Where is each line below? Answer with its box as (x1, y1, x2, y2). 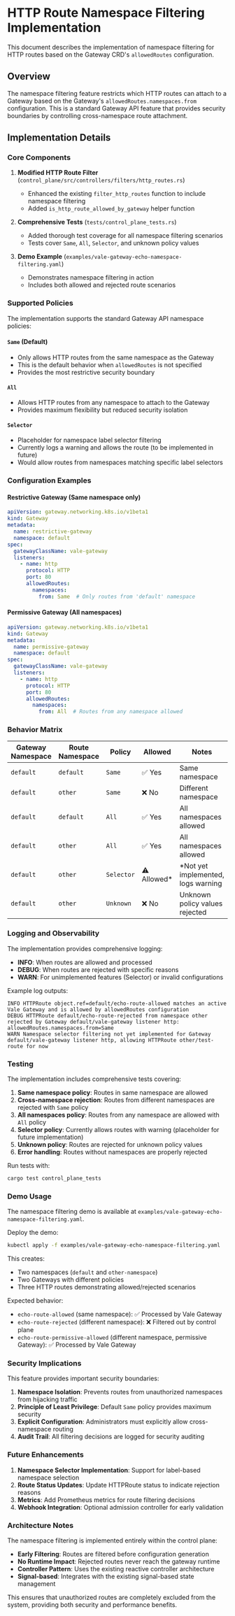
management (17, 1580, 56, 1588)
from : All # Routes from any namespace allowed (38, 708, 183, 715)
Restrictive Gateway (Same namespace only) (7, 493, 141, 501)
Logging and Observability (7, 929, 100, 938)
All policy (17, 1118, 47, 1127)
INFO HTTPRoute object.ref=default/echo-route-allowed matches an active (7, 1000, 227, 1007)
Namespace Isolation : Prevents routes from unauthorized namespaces (17, 1388, 223, 1396)
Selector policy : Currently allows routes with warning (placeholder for (17, 1126, 220, 1134)
